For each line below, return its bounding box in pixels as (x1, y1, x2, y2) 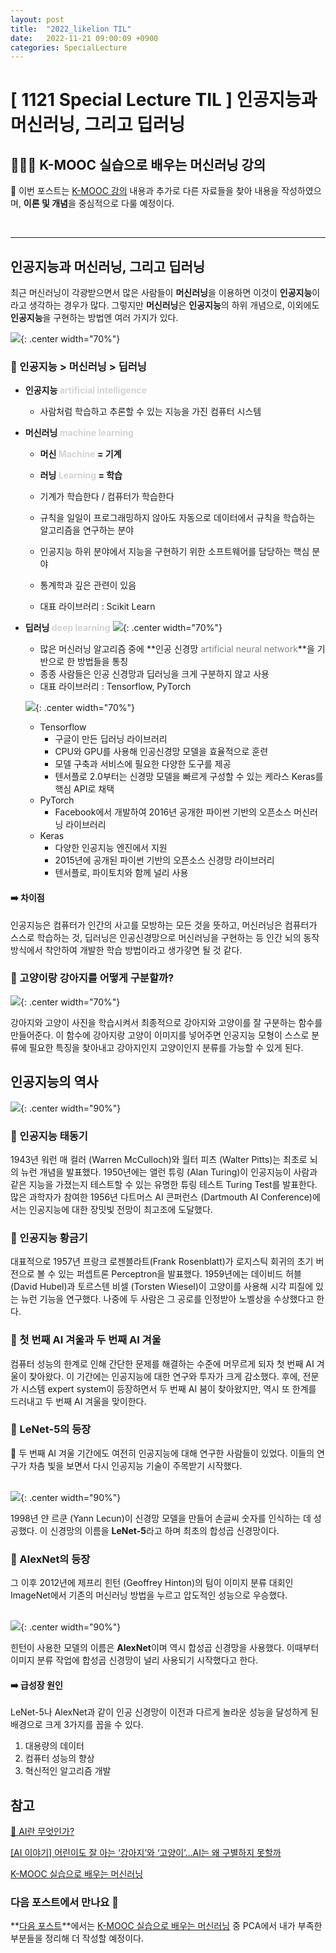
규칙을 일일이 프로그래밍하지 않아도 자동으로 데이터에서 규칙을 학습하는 (39, 512, 316, 524)
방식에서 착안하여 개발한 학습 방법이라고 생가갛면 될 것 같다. (10, 944, 243, 956)
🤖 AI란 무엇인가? (10, 1826, 75, 1838)
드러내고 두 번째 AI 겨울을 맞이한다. (10, 1395, 147, 1407)
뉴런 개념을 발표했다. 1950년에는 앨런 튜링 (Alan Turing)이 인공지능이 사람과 (20, 1166, 318, 1178)
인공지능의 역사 (10, 1074, 99, 1091)
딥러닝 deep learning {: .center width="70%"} (24, 622, 223, 634)
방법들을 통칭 (76, 656, 129, 668)
